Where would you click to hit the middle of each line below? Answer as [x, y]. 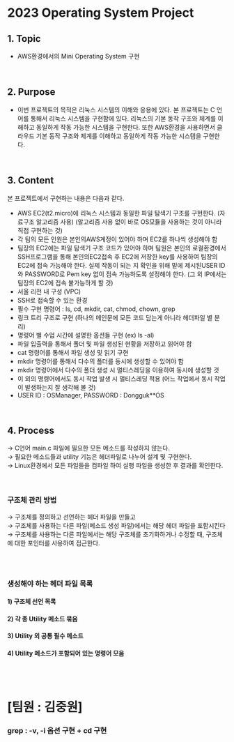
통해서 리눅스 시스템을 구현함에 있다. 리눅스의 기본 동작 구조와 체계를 [123, 118]
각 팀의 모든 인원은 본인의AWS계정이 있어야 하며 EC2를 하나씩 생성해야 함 [117, 239]
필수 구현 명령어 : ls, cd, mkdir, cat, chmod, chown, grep [96, 309]
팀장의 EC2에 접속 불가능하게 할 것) [65, 282]
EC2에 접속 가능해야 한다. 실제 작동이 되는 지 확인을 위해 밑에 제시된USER [117, 265]
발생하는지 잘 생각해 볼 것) [60, 387]
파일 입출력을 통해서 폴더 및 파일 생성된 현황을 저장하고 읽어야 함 [104, 344]
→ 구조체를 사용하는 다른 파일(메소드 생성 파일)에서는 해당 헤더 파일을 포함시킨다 [116, 525]
